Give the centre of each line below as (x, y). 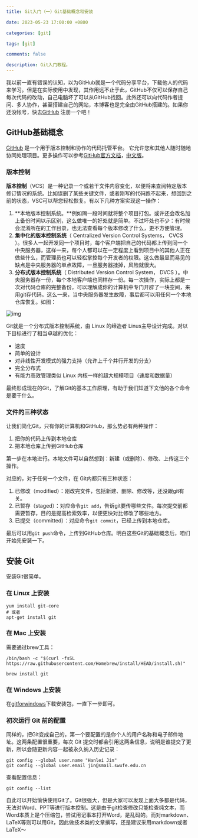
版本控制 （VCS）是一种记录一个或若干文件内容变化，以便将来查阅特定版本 (97, 186)
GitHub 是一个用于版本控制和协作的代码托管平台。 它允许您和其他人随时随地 (99, 148)
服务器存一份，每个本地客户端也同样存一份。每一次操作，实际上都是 (103, 280)
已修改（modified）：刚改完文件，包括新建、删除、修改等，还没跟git (97, 491)
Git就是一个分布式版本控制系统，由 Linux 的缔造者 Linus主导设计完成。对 (94, 326)
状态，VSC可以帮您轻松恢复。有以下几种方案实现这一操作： (89, 201)
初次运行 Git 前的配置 (36, 720)
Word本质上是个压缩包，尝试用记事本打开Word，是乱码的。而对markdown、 (99, 815)
